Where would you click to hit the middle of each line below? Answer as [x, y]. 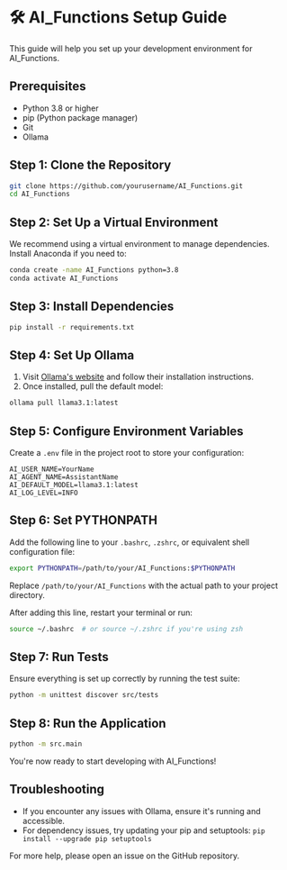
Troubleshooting [57, 789]
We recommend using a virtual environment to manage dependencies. [139, 244]
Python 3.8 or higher [60, 108]
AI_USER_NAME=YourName [52, 469]
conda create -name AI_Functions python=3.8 [94, 270]
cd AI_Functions [40, 195]
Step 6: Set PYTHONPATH [83, 520]
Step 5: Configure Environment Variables [127, 431]
